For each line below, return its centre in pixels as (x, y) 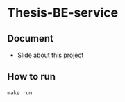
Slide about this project (50, 55)
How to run (32, 77)
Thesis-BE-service (63, 13)
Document (30, 39)
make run (20, 93)
